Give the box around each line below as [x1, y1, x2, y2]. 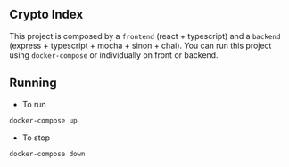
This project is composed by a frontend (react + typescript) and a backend [9, 30, 281, 41]
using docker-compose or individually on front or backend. [9, 49, 219, 60]
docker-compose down [9, 149, 87, 158]
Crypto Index [9, 7, 84, 22]
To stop [21, 132, 51, 143]
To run [21, 99, 46, 109]
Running [9, 76, 58, 91]
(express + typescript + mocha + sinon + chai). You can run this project [9, 40, 272, 51]
